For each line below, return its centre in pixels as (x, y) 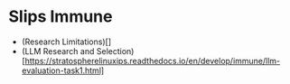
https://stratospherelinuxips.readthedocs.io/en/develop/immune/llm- (153, 61)
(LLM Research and (58, 51)
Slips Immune (61, 17)
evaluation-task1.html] (63, 70)
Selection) (115, 51)
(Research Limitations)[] (66, 42)
